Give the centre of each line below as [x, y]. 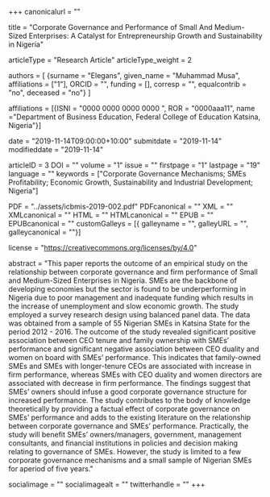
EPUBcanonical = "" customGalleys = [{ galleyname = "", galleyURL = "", [128, 224]
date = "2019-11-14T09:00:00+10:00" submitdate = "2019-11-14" [115, 141]
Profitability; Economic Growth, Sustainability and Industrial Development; [131, 182]
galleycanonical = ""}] [45, 232]
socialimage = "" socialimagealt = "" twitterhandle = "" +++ [107, 484]
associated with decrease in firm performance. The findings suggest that [130, 383]
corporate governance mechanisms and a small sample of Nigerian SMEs [130, 460]
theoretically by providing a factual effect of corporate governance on [124, 409]
